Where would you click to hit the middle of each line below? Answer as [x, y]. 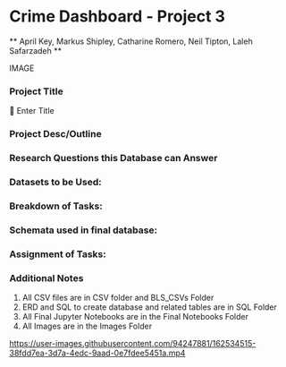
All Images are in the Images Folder [87, 326]
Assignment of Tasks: [58, 254]
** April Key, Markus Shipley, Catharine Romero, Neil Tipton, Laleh [131, 41]
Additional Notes [46, 277]
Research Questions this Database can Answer [114, 158]
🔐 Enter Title [32, 111]
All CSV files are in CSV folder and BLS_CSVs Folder [118, 298]
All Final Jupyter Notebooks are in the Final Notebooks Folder [135, 317]
